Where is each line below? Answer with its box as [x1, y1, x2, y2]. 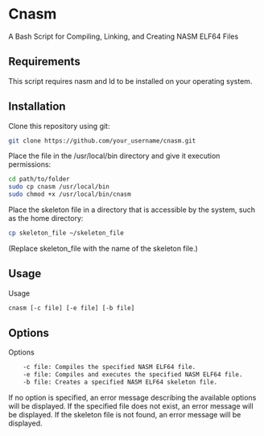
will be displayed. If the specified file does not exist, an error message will [8, 401, 254, 411]
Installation [8, 100, 66, 114]
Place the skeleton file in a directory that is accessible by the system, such [8, 205, 256, 214]
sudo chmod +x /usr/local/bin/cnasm [8, 190, 131, 198]
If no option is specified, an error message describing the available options [8, 392, 257, 403]
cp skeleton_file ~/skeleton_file [8, 229, 125, 238]
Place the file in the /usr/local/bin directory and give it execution [8, 151, 221, 161]
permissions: [8, 160, 52, 169]
